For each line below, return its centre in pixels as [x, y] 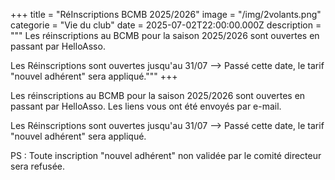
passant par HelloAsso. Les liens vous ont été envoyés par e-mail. [146, 106]
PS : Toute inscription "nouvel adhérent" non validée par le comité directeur [166, 155]
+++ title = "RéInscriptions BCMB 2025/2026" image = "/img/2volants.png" [166, 14]
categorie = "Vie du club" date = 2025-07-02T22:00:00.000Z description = [166, 25]
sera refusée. [38, 166]
